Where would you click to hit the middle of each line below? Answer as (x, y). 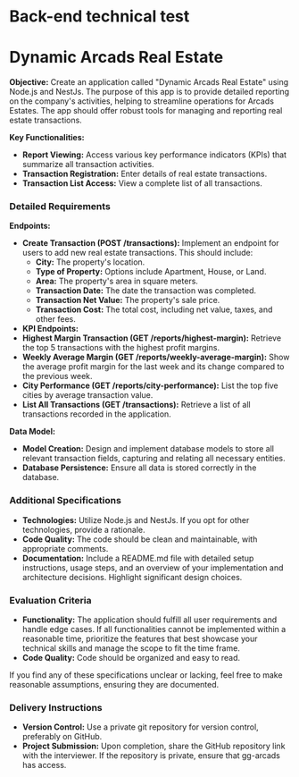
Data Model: (33, 432)
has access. (44, 765)
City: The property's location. (90, 262)
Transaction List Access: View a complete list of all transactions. (142, 183)
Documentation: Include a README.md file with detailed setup (138, 558)
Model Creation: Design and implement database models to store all (148, 449)
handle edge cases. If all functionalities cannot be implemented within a (154, 629)
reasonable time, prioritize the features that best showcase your (140, 639)
